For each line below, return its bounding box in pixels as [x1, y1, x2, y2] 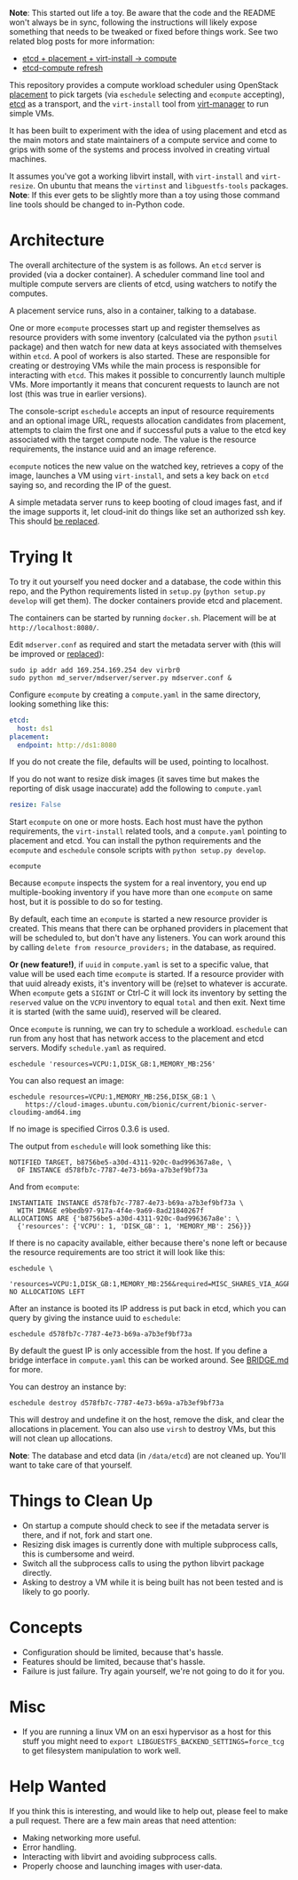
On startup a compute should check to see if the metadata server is [21, 1520, 270, 1532]
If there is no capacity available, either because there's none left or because [9, 1237, 287, 1248]
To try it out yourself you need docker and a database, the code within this [9, 576, 282, 587]
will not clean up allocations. [9, 1433, 114, 1444]
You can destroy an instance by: [9, 1381, 127, 1392]
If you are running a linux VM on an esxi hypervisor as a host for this [21, 1726, 272, 1737]
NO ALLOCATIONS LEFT [9, 1288, 86, 1297]
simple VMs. [9, 108, 55, 118]
